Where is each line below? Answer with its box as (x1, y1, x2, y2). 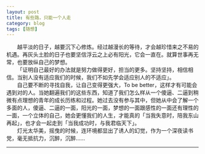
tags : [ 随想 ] (6, 26, 38, 32)
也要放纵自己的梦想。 (16, 58, 71, 66)
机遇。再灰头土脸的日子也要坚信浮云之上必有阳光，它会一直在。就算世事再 (6, 51, 193, 58)
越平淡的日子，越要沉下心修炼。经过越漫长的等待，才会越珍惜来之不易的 (17, 43, 199, 51)
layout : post (6, 9, 40, 15)
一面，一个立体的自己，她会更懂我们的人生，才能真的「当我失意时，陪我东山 (6, 112, 199, 119)
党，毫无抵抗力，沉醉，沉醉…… (6, 135, 85, 142)
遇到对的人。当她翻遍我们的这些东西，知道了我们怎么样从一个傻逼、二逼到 (6, 89, 193, 96)
